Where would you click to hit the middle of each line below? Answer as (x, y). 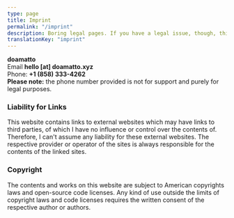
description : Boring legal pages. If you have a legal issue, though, (112, 33)
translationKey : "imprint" (46, 40)
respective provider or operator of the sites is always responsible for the (111, 144)
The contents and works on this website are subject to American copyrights (116, 185)
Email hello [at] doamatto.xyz (50, 67)
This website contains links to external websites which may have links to (111, 122)
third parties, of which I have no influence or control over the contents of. (112, 130)
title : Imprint (29, 20)
